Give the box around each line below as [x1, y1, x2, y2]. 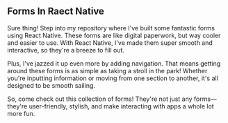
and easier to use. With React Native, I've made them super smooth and [7, 38, 213, 47]
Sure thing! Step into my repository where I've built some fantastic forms [7, 23, 215, 32]
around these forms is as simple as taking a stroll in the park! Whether [7, 66, 208, 75]
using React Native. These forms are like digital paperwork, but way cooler [7, 31, 221, 39]
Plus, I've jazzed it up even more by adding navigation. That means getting [7, 59, 221, 68]
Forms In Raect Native [7, 6, 104, 17]
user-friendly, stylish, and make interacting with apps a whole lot [28, 102, 214, 110]
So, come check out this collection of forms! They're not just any [7, 95, 193, 103]
